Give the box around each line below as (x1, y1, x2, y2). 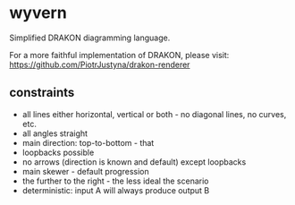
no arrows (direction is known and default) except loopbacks (21, 156, 247, 167)
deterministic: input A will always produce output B (21, 184, 210, 195)
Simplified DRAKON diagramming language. (9, 32, 171, 43)
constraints (9, 85, 75, 100)
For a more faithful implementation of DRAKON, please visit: (9, 49, 230, 60)
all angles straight (21, 128, 88, 139)
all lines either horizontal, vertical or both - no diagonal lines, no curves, (21, 108, 287, 119)
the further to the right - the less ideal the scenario (21, 175, 209, 186)
